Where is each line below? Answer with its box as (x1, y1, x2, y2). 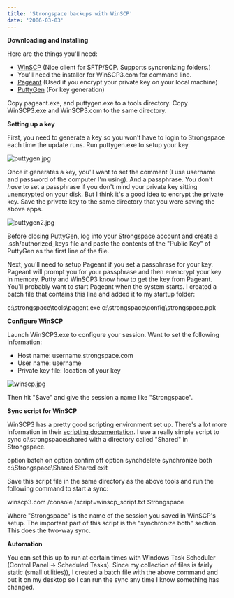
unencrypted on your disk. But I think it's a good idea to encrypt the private (7, 190, 224, 198)
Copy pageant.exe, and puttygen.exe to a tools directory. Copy (7, 98, 189, 107)
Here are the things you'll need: (7, 50, 98, 58)
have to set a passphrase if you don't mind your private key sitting (7, 182, 198, 190)
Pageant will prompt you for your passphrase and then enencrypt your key (7, 267, 221, 276)
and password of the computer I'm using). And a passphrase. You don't (7, 175, 213, 184)
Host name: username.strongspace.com (17, 351, 134, 359)
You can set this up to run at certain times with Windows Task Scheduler (7, 553, 216, 562)
